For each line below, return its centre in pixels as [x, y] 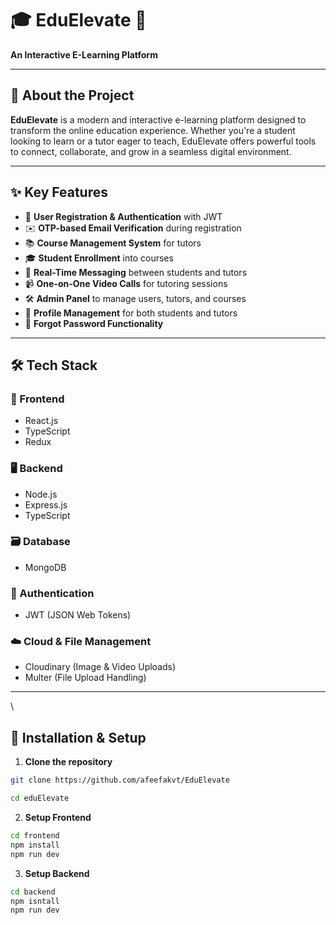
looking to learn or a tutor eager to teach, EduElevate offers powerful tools [163, 141]
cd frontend [35, 836]
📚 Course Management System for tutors [113, 243]
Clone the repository [68, 762]
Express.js [46, 504]
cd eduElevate [40, 798]
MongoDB [45, 567]
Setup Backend [57, 873]
